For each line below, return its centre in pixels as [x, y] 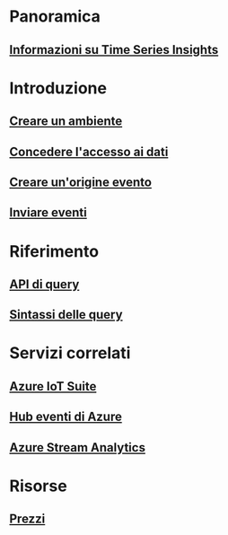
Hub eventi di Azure [66, 417]
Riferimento [54, 251]
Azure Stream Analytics [78, 447]
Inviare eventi [48, 213]
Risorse [38, 486]
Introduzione [58, 88]
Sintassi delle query [66, 315]
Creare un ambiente [66, 122]
